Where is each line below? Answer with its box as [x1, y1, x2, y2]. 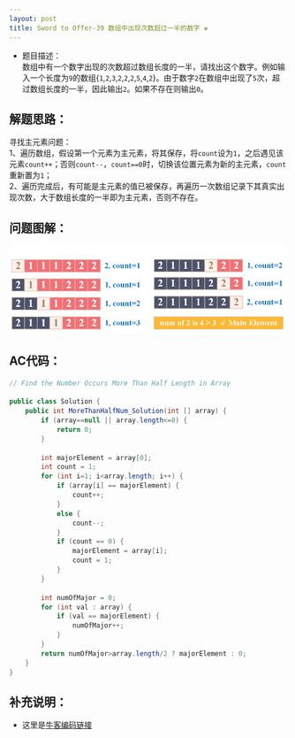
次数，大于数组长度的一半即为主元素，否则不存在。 [16, 192, 203, 203]
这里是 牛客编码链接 [21, 719, 93, 730]
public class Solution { [9, 397, 101, 406]
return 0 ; [56, 425, 93, 434]
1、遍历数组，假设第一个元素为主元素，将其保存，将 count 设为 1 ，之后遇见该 [9, 148, 284, 158]
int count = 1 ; [41, 463, 97, 472]
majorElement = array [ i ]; [72, 547, 168, 556]
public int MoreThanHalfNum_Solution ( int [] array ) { [25, 407, 227, 416]
